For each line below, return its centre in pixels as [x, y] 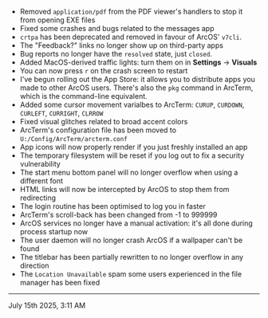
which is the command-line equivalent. [83, 96]
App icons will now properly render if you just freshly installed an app [134, 147]
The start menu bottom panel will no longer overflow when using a [129, 172]
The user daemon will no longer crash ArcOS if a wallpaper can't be [131, 240]
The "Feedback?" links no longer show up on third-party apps [121, 45]
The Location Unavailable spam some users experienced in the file [130, 274]
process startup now [54, 232]
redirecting [37, 198]
